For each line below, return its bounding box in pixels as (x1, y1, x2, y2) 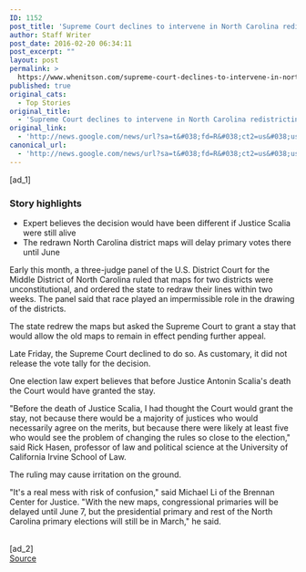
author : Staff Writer (9, 30, 92, 39)
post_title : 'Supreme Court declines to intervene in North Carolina (9, 22, 280, 31)
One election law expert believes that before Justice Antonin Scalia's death (9, 375, 291, 386)
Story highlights (9, 197, 82, 210)
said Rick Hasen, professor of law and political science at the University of (9, 442, 289, 452)
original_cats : (9, 89, 67, 99)
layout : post (9, 56, 59, 65)
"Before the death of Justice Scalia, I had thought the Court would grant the (9, 402, 293, 413)
